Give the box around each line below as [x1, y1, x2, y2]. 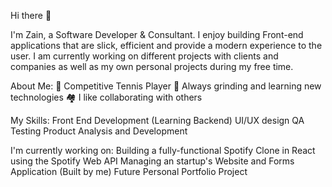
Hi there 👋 [10, 10, 52, 21]
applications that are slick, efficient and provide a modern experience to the [10, 40, 323, 51]
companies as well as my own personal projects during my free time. [10, 61, 294, 72]
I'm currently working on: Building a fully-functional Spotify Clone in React [10, 145, 316, 156]
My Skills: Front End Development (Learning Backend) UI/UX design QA [10, 115, 305, 126]
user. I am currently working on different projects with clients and [10, 50, 279, 62]
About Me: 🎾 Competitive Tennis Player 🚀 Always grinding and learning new [10, 80, 322, 92]
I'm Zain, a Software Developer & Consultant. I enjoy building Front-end [10, 29, 304, 40]
